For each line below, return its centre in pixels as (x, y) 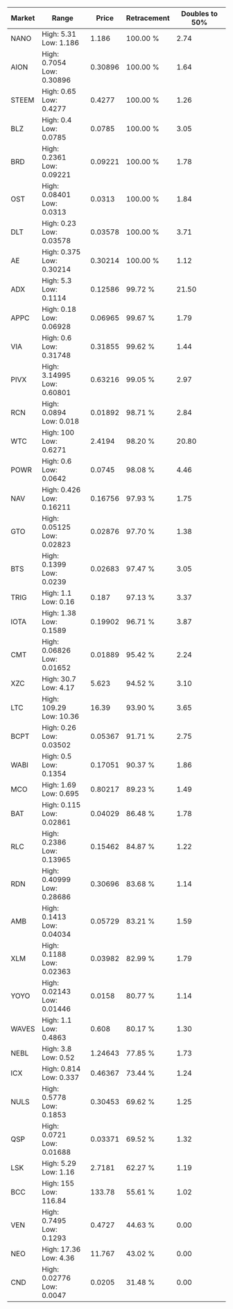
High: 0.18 (59, 309)
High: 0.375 (61, 252)
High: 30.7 (59, 679)
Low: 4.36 (58, 1258)
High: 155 (58, 1183)
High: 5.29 (59, 1164)
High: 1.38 (59, 613)
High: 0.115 (61, 805)
